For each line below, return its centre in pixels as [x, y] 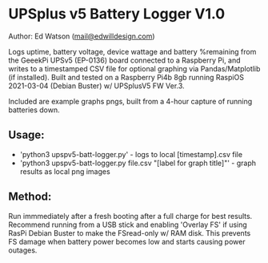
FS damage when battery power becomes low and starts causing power [127, 241]
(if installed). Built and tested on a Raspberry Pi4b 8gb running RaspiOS [126, 77]
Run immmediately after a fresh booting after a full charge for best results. [130, 216]
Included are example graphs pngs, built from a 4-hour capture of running [130, 101]
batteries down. [34, 110]
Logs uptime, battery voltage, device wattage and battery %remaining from [132, 51]
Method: [30, 197]
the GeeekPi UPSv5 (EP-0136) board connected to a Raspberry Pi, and [125, 60]
